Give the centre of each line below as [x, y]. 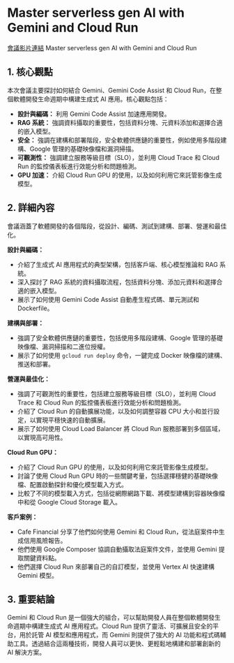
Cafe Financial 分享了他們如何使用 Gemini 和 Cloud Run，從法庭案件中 [118, 532]
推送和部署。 [36, 364]
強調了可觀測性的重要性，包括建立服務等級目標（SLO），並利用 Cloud [116, 393]
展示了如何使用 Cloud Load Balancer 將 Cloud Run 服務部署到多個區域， [120, 428]
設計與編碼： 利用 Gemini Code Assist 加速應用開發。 [94, 114]
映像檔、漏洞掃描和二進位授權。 [63, 347]
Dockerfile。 [35, 308]
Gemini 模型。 [37, 575]
